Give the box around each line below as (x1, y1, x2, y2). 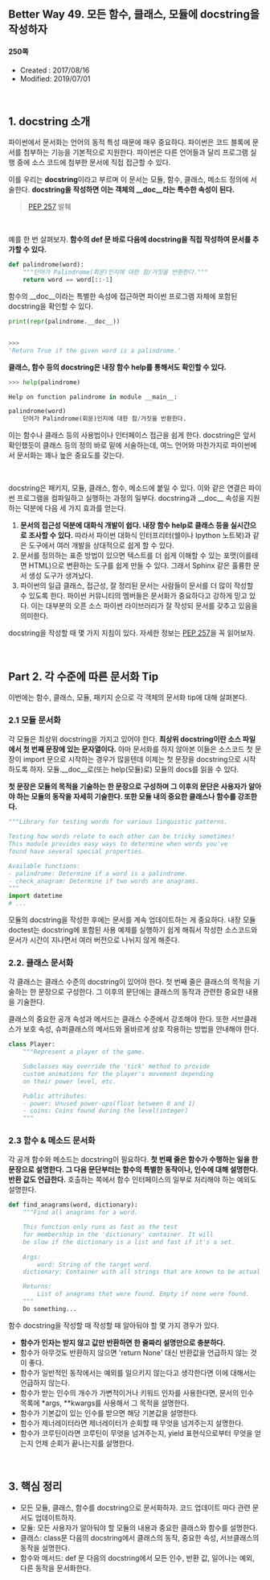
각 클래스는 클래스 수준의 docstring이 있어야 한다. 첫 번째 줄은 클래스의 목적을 (8, 977, 252, 986)
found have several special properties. (8, 847, 146, 855)
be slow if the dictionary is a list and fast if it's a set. (22, 1238, 235, 1246)
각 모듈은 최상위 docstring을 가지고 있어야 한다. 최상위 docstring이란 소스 (8, 734, 241, 744)
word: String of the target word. (37, 1260, 153, 1268)
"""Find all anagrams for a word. (22, 1209, 138, 1217)
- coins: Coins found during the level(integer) (22, 1106, 189, 1115)
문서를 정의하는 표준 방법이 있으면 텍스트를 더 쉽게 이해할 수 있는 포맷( (19, 551, 239, 560)
